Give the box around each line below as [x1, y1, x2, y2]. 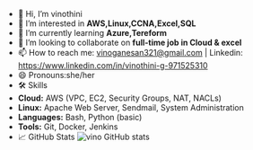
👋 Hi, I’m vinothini [17, 9, 83, 19]
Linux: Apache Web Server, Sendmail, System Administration [17, 102, 245, 112]
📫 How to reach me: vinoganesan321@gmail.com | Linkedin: [17, 48, 244, 57]
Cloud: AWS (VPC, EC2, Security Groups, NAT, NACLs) [17, 93, 222, 103]
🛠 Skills [17, 80, 48, 90]
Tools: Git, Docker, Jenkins [17, 121, 118, 132]
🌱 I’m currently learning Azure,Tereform [17, 28, 168, 38]
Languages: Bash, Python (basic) [17, 112, 143, 122]
